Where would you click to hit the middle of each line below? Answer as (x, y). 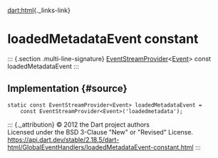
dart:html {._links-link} (39, 10)
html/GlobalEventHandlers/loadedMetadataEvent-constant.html (100, 147)
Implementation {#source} (68, 89)
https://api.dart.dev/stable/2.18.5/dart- (63, 139)
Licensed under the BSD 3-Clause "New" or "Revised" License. (100, 132)
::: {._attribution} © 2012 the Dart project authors (78, 125)
